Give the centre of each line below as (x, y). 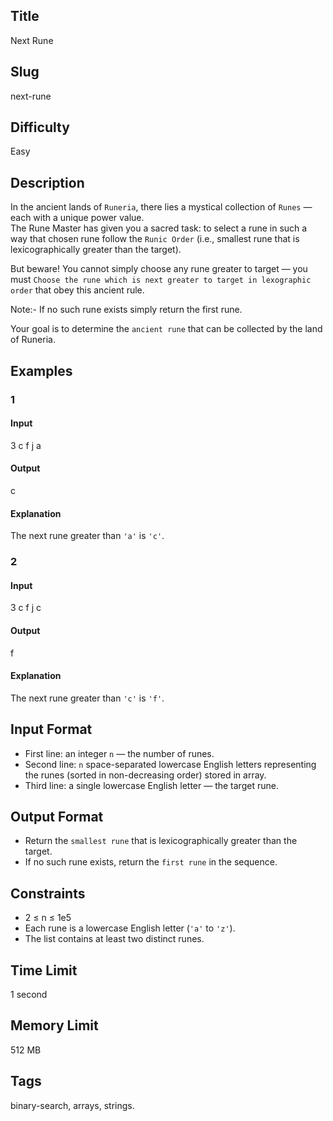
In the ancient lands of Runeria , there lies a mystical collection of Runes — (161, 207)
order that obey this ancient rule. (77, 290)
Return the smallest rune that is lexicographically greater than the (161, 841)
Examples (41, 370)
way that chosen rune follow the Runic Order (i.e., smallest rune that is (155, 239)
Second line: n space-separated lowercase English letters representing (170, 764)
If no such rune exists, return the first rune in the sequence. (151, 862)
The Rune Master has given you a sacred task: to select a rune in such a (159, 228)
